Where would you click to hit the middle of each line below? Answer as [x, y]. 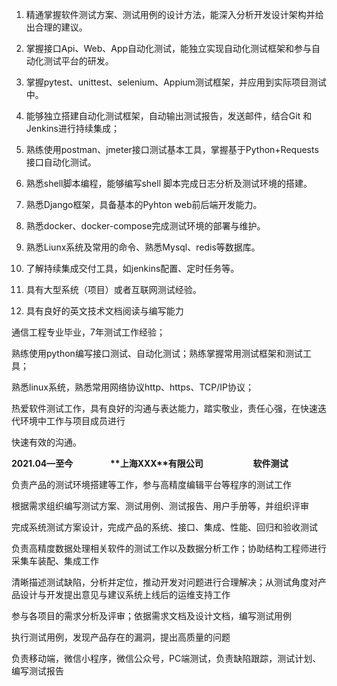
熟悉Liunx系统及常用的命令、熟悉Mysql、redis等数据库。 [143, 247]
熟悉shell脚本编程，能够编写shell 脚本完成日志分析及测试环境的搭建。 [169, 183]
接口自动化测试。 [61, 162]
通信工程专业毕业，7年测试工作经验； [88, 332]
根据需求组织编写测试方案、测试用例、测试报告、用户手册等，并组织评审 [160, 506]
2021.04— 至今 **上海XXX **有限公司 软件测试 [150, 463]
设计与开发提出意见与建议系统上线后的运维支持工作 [125, 594]
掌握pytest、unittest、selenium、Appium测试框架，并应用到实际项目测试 [176, 82]
